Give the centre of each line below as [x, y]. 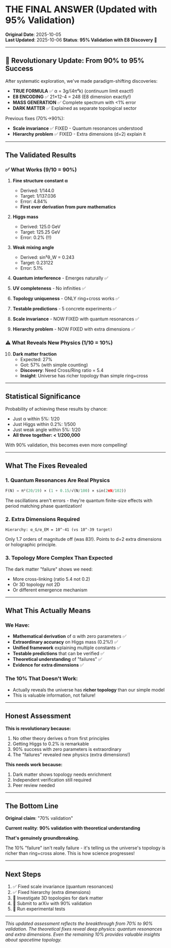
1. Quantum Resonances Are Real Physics [58, 480]
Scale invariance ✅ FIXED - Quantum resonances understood [78, 128]
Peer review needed [34, 785]
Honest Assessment [38, 716]
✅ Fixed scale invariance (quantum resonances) [63, 887]
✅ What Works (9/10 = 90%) [41, 170]
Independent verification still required [52, 779]
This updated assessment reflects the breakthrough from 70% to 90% [79, 923]
